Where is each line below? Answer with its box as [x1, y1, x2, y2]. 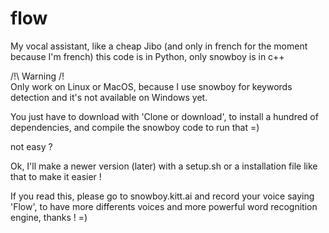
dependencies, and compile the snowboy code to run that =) [10, 121, 260, 133]
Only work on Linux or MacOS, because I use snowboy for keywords [10, 80, 293, 92]
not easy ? [10, 140, 53, 152]
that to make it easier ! [10, 170, 102, 182]
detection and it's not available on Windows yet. [10, 91, 208, 103]
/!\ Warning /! [10, 70, 65, 82]
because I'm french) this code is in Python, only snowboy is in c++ [10, 50, 285, 62]
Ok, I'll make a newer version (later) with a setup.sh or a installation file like [10, 160, 318, 172]
